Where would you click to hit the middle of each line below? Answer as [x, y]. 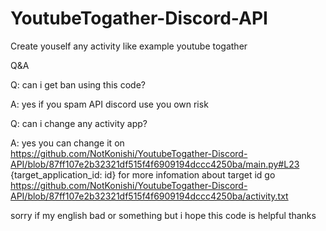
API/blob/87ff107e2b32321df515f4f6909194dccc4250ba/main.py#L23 [155, 164]
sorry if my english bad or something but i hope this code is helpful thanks [163, 215]
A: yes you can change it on [67, 143]
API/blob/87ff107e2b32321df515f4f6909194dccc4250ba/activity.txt [149, 196]
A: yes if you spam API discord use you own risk [109, 104]
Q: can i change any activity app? [79, 123]
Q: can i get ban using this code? [78, 84]
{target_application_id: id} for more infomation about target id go [143, 174]
